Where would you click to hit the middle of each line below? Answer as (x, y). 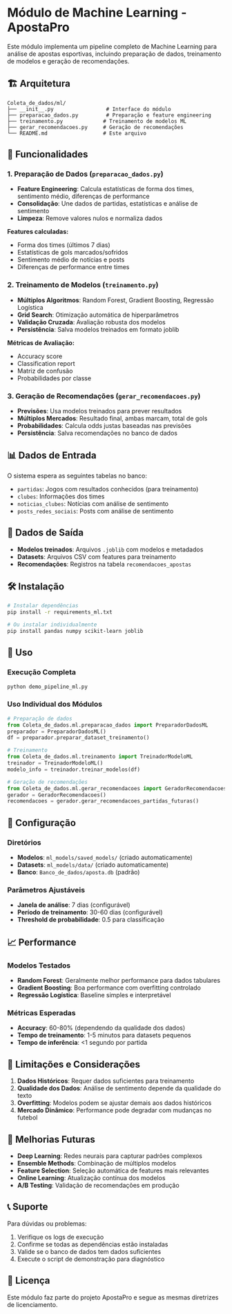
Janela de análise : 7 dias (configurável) (74, 905)
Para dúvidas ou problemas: (47, 1224)
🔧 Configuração (41, 823)
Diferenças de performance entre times (73, 267)
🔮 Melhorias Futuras (51, 1139)
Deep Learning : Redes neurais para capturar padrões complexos (109, 1156)
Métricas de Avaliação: (41, 342)
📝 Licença (29, 1281)
